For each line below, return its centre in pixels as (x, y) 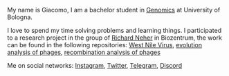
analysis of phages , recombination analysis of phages (84, 52)
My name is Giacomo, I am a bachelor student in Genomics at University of (114, 10)
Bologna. (20, 17)
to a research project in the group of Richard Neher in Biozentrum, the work (115, 38)
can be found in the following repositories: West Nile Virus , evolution (105, 45)
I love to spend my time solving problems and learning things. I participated (114, 30)
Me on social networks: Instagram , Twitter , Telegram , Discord (95, 65)
